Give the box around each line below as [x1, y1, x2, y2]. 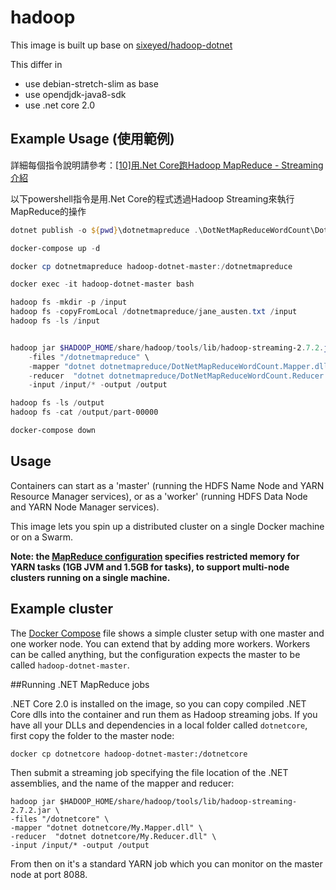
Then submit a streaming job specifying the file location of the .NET [10, 766, 289, 778]
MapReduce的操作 [10, 205, 87, 217]
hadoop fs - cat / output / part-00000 [10, 407, 159, 418]
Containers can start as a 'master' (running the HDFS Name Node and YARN [10, 479, 325, 491]
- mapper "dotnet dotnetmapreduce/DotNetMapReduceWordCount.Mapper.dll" [28, 361, 333, 371]
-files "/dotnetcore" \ [10, 814, 110, 824]
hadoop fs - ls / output [10, 398, 105, 408]
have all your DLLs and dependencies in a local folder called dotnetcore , [10, 719, 308, 731]
